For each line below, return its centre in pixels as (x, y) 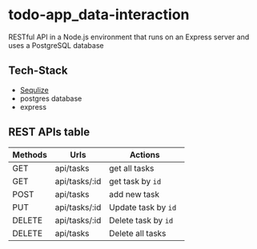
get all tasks (132, 168)
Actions (145, 155)
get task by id (135, 181)
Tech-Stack (38, 71)
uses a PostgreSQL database (56, 45)
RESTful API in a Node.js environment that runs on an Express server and (129, 37)
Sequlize (34, 90)
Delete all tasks (138, 233)
